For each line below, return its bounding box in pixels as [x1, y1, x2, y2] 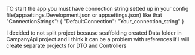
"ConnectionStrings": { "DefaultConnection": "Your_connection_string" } [6, 18, 184, 25]
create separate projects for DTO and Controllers [6, 42, 127, 49]
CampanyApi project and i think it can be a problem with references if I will [6, 36, 190, 42]
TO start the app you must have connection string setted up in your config [6, 5, 189, 12]
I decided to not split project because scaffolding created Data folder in [6, 29, 182, 36]
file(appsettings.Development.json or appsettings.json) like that [6, 11, 163, 19]
